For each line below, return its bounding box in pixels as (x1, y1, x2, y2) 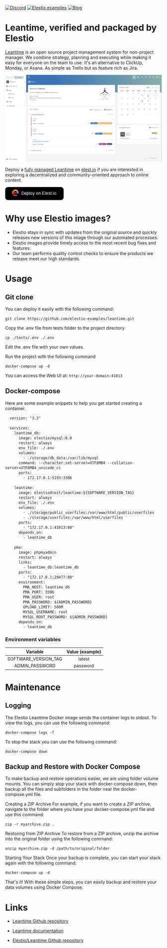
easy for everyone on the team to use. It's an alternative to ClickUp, (5, 60, 144, 66)
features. (12, 245, 31, 251)
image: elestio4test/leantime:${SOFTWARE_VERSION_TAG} (18, 490, 135, 495)
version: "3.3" (9, 416, 41, 421)
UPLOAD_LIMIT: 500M (23, 604, 64, 609)
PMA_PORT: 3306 (23, 590, 55, 595)
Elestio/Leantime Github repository (12, 938, 83, 944)
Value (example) (66, 649, 101, 655)
